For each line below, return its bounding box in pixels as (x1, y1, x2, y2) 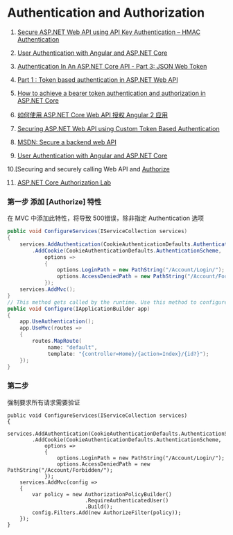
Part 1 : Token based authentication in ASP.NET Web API (17, 75, 178, 84)
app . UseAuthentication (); (19, 318, 95, 325)
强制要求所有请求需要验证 (7, 398, 80, 407)
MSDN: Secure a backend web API (17, 137, 116, 146)
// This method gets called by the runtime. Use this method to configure (7, 298, 228, 306)
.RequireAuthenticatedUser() (84, 497, 169, 504)
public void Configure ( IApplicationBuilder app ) (7, 305, 150, 312)
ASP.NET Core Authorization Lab (17, 178, 112, 187)
